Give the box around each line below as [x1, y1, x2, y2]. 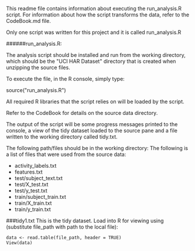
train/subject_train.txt [14, 194, 66, 200]
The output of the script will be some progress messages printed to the [6, 121, 178, 128]
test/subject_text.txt [14, 175, 63, 181]
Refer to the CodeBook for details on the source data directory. [6, 110, 158, 116]
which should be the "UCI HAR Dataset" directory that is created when [6, 58, 176, 65]
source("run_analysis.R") [6, 87, 66, 93]
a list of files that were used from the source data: [6, 151, 126, 158]
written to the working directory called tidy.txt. [6, 133, 118, 140]
